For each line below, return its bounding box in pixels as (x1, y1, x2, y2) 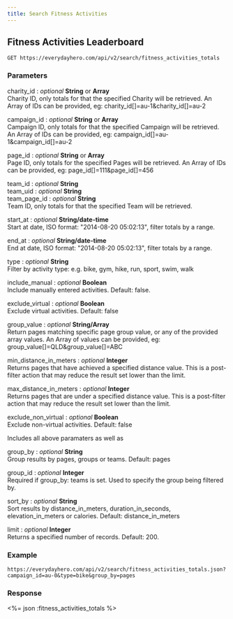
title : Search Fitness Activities (7, 10, 108, 17)
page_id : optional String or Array (7, 151, 105, 159)
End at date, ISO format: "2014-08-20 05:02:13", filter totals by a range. (7, 243, 213, 252)
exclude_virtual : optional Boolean (7, 299, 105, 308)
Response (7, 588, 42, 598)
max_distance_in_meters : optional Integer (7, 384, 130, 392)
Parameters (7, 71, 47, 80)
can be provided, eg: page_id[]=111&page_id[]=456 (7, 166, 154, 174)
